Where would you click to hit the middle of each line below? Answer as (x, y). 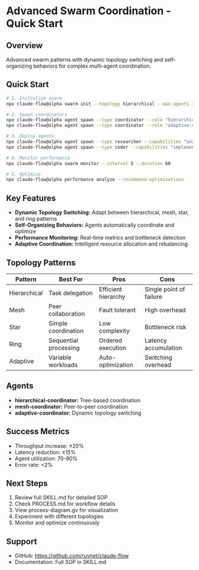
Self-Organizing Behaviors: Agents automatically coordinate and (94, 225)
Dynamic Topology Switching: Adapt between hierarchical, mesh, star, (102, 212)
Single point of (165, 289)
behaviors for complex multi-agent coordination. (92, 66)
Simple (58, 323)
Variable (60, 357)
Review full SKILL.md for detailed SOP (61, 498)
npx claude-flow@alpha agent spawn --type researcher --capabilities (94, 142)
